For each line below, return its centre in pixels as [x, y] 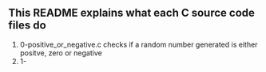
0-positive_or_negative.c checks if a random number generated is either [139, 44]
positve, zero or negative [61, 53]
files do [27, 26]
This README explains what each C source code [132, 13]
